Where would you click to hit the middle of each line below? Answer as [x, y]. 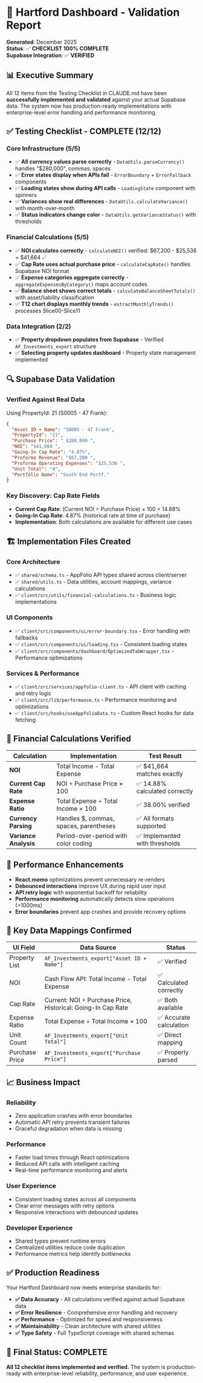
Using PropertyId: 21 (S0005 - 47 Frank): [57, 413]
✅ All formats [155, 818]
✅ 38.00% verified [163, 805]
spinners [26, 195]
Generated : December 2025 [42, 42]
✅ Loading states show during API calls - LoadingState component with [105, 188]
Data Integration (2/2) [39, 326]
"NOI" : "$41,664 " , [36, 447]
